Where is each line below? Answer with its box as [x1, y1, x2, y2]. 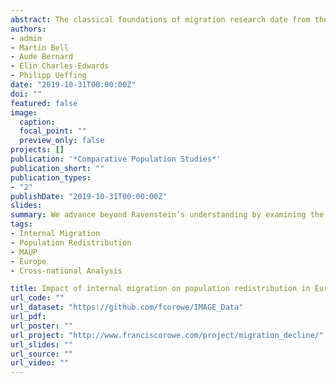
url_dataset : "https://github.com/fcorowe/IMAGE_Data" [10, 302, 244, 313]
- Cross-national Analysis [10, 266, 123, 276]
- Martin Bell [10, 42, 70, 53]
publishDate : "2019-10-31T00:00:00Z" [10, 191, 168, 201]
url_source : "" [10, 349, 74, 359]
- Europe [10, 256, 47, 266]
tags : [10, 219, 33, 230]
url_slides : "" [10, 339, 74, 350]
